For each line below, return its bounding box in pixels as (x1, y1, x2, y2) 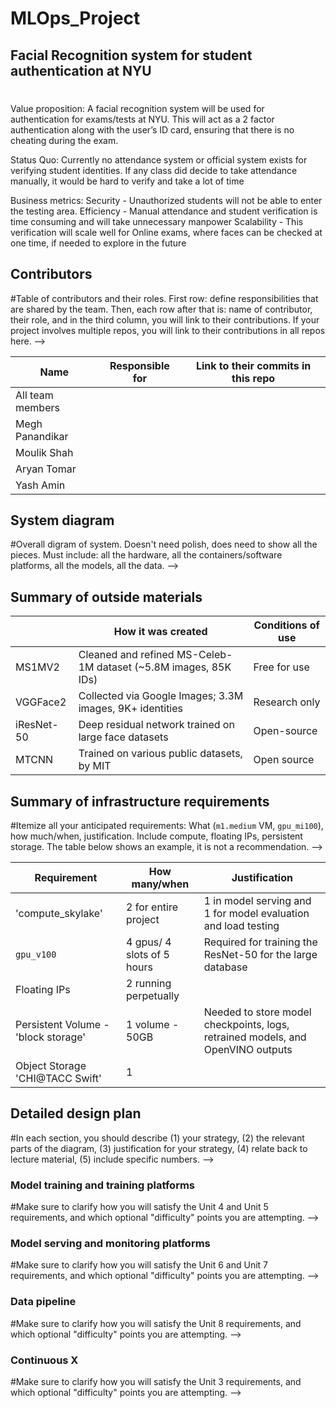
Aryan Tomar (15, 462, 77, 476)
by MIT (78, 759, 112, 773)
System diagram (10, 512, 115, 529)
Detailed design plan (10, 1105, 142, 1122)
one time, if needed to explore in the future (10, 237, 187, 249)
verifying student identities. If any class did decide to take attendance (10, 164, 298, 176)
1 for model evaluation (203, 907, 310, 921)
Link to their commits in (195, 358, 312, 372)
